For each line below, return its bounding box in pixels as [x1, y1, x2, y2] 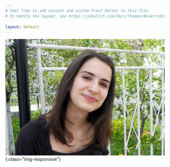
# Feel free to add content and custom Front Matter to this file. [5, 8, 151, 13]
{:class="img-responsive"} [5, 156, 61, 162]
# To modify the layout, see [5, 13, 67, 19]
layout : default [5, 24, 39, 29]
